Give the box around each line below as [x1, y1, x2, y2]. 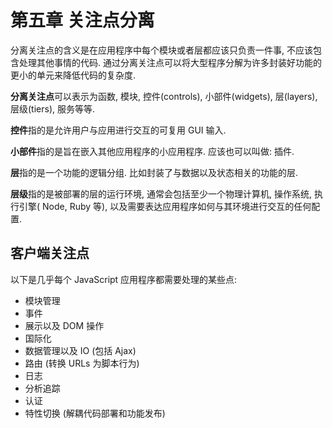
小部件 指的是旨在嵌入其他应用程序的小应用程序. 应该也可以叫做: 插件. [10, 145, 295, 157]
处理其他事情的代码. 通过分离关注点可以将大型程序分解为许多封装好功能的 [18, 56, 322, 68]
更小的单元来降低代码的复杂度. [10, 69, 137, 81]
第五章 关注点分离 [10, 9, 155, 32]
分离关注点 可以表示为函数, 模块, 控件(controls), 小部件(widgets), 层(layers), [10, 90, 318, 102]
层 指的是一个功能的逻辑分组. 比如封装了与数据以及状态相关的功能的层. [10, 166, 299, 178]
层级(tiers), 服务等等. [10, 102, 96, 115]
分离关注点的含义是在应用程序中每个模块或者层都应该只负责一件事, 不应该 [10, 44, 313, 56]
